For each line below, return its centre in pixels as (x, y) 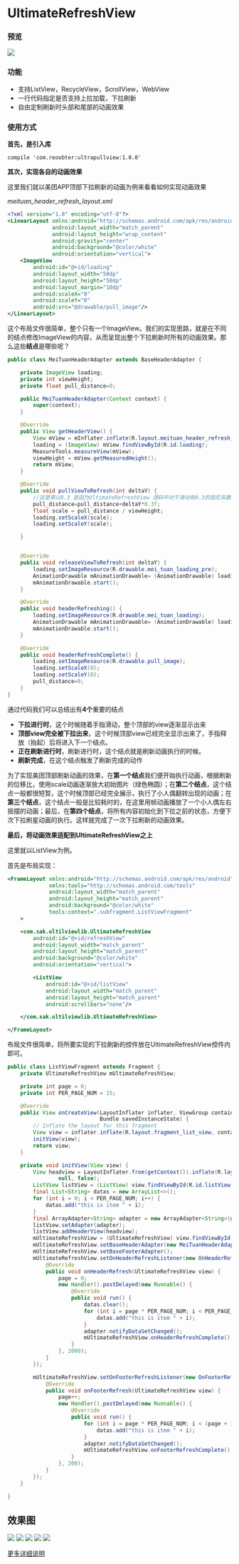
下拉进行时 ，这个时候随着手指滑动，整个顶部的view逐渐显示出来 (112, 724)
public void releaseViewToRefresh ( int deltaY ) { (94, 563)
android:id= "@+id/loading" (73, 268)
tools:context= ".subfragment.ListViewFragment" (121, 912)
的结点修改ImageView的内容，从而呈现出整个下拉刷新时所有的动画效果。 (114, 338)
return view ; (52, 1146)
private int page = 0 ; (54, 1086)
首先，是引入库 (29, 144)
